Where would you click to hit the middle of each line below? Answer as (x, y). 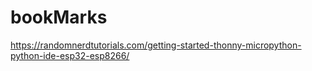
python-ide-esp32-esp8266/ (70, 55)
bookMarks (59, 17)
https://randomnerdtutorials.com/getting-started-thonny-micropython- (156, 45)
